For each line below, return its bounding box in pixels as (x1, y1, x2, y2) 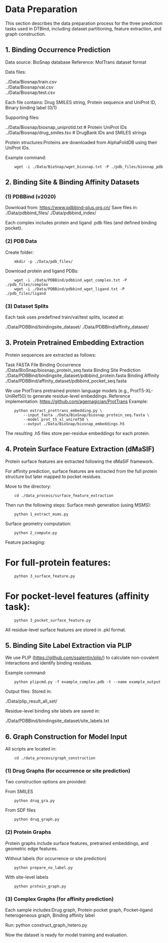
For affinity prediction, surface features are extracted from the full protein (5, 468, 157, 474)
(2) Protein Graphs (5, 829, 51, 836)
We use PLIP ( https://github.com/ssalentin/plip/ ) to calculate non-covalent (5, 654, 159, 661)
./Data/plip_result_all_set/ (5, 698, 58, 704)
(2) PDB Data (5, 238, 37, 245)
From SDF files (5, 807, 36, 813)
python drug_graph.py (14, 817, 59, 822)
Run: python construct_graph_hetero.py (5, 922, 88, 928)
